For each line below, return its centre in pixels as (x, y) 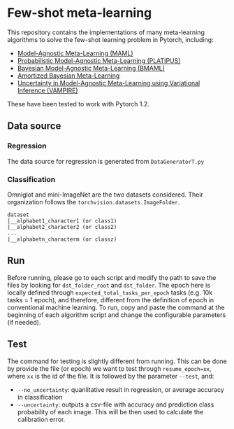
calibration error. (41, 419)
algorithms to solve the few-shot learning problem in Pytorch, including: (111, 39)
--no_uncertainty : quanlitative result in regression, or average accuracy (121, 389)
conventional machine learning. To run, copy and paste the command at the (116, 307)
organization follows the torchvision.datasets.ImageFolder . (94, 202)
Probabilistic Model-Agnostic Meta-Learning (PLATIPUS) (99, 60)
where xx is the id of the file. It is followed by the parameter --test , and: (111, 376)
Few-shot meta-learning (80, 13)
